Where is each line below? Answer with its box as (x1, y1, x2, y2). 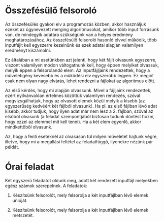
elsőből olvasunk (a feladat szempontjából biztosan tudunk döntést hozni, (5, 113, 155, 119)
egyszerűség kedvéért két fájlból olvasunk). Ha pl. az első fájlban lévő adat (5, 103, 157, 109)
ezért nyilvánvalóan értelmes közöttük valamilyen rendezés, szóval (5, 93, 140, 98)
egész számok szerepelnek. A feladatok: (5, 183, 88, 189)
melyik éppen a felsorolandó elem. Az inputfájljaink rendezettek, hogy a (5, 67, 150, 73)
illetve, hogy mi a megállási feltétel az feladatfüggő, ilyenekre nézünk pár (5, 138, 153, 145)
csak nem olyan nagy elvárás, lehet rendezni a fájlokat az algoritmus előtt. (5, 78, 156, 84)
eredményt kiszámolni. (5, 47, 51, 53)
